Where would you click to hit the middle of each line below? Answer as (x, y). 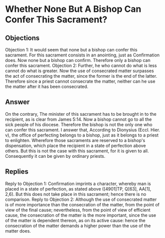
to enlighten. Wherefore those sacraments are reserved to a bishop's (75, 140)
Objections (22, 38)
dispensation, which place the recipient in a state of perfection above (76, 145)
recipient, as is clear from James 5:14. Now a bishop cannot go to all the (79, 119)
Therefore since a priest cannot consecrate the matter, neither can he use (80, 81)
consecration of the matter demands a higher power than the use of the (78, 226)
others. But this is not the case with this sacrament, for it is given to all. (77, 151)
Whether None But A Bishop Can (73, 9)
